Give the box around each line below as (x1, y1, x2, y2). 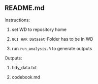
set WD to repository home (11, 27, 67, 32)
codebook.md (11, 74, 40, 80)
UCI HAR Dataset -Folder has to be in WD (11, 36, 94, 42)
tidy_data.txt (11, 64, 37, 70)
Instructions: (4, 17, 30, 23)
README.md (4, 4, 45, 12)
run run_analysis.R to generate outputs (11, 45, 92, 51)
